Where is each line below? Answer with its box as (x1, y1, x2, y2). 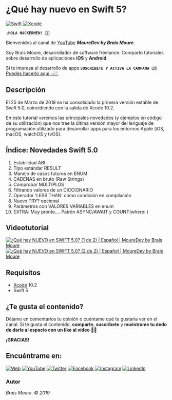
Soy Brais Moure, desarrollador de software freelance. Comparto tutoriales (6, 49, 164, 55)
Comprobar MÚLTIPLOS (13, 181, 65, 187)
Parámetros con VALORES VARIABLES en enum (13, 203, 114, 209)
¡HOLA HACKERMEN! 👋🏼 (6, 30, 50, 35)
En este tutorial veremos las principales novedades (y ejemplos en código (6, 115, 162, 121)
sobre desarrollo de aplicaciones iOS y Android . (6, 55, 108, 61)
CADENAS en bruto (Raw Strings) (13, 176, 84, 182)
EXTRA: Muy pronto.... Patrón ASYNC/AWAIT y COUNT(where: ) (13, 208, 148, 215)
